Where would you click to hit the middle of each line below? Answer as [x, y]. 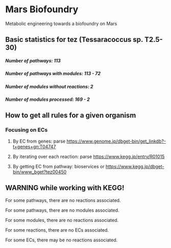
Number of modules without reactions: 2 [49, 86]
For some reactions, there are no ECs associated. [57, 230]
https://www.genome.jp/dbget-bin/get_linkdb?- [116, 141]
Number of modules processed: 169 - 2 [48, 99]
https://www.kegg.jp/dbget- [135, 166]
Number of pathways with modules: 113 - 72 [53, 74]
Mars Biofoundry [42, 9]
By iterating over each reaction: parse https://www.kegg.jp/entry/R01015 [89, 156]
